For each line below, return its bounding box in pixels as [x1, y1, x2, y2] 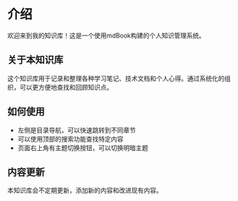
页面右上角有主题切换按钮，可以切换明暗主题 [17, 143, 149, 152]
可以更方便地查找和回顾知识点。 [19, 83, 113, 91]
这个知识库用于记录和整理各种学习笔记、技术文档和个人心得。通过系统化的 [7, 74, 225, 82]
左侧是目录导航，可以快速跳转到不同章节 [17, 125, 136, 134]
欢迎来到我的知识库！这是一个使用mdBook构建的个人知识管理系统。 [7, 31, 205, 40]
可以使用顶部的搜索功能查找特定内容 [17, 134, 124, 143]
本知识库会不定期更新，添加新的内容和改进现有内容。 [7, 186, 163, 195]
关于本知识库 [7, 54, 64, 66]
